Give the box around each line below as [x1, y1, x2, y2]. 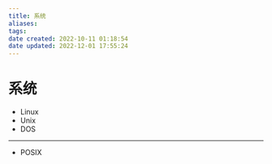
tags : [8, 27, 27, 35]
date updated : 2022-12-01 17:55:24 [8, 42, 129, 50]
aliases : [8, 19, 38, 28]
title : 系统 [8, 11, 46, 20]
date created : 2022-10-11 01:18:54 [8, 34, 129, 43]
